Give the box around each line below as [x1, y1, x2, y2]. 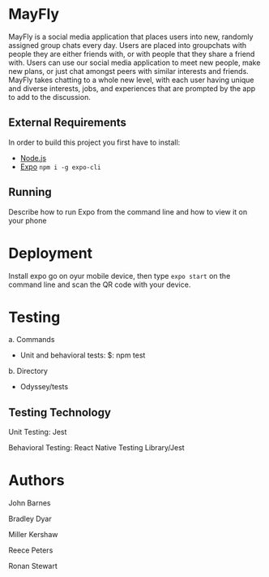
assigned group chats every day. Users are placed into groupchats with [8, 40, 247, 50]
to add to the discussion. [8, 92, 91, 102]
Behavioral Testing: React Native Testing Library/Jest [8, 443, 185, 453]
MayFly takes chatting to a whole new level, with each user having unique [8, 75, 254, 85]
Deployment [8, 244, 93, 262]
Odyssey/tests [19, 382, 69, 392]
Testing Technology [8, 406, 112, 419]
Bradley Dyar [8, 514, 52, 524]
